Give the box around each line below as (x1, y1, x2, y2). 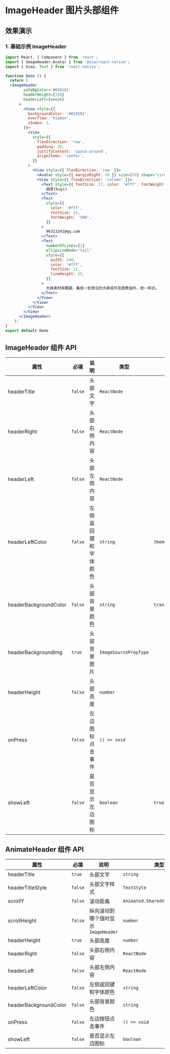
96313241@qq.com (46, 229, 80, 234)
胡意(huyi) (46, 186, 67, 192)
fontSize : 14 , (50, 210, 80, 215)
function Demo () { (5, 73, 47, 79)
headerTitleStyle (8, 884, 47, 891)
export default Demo (5, 328, 49, 333)
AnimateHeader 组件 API (5, 845, 84, 854)
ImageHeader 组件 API (5, 344, 77, 352)
